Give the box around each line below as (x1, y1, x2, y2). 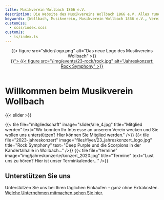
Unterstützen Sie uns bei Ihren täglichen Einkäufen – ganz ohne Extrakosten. (5, 185, 159, 191)
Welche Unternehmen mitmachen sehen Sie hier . (5, 190, 103, 196)
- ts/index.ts (9, 35, 38, 40)
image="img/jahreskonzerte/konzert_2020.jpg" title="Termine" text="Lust (5, 152, 154, 159)
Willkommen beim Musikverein (5, 85, 133, 97)
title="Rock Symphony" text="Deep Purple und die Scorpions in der (5, 142, 142, 148)
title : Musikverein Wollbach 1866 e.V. (5, 7, 86, 12)
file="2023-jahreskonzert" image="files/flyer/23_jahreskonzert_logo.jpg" (5, 137, 152, 143)
